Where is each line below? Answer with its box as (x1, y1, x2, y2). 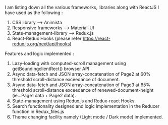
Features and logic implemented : (5, 50, 74, 56)
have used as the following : (5, 10, 63, 16)
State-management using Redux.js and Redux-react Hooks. (12, 98, 136, 104)
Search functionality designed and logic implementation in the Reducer (12, 103, 160, 109)
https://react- (82, 35, 110, 41)
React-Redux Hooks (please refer (12, 35, 82, 41)
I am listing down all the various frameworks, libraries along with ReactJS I (5, 5, 159, 10)
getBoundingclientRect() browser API (12, 66, 89, 72)
